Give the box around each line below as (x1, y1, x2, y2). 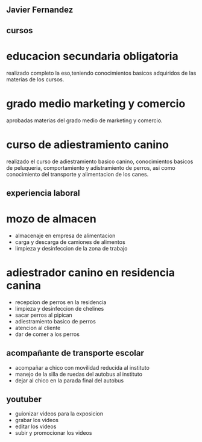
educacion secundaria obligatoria (6, 49, 179, 63)
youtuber (6, 394, 42, 405)
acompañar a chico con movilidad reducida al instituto (14, 364, 150, 371)
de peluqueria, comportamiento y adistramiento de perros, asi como (6, 164, 176, 171)
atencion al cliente (14, 324, 61, 331)
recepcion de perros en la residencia (14, 298, 107, 306)
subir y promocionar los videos (14, 429, 92, 437)
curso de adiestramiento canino (6, 138, 169, 151)
